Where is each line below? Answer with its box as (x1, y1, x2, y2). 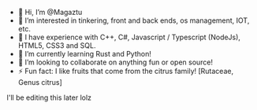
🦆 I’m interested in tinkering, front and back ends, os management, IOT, (17, 16, 250, 25)
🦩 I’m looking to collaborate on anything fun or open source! (17, 57, 214, 67)
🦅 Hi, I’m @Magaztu (17, 8, 83, 16)
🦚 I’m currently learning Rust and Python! (17, 49, 152, 58)
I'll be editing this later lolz (6, 93, 91, 102)
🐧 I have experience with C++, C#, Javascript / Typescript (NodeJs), (17, 32, 241, 42)
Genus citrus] (17, 78, 63, 86)
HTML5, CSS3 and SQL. (17, 41, 96, 50)
